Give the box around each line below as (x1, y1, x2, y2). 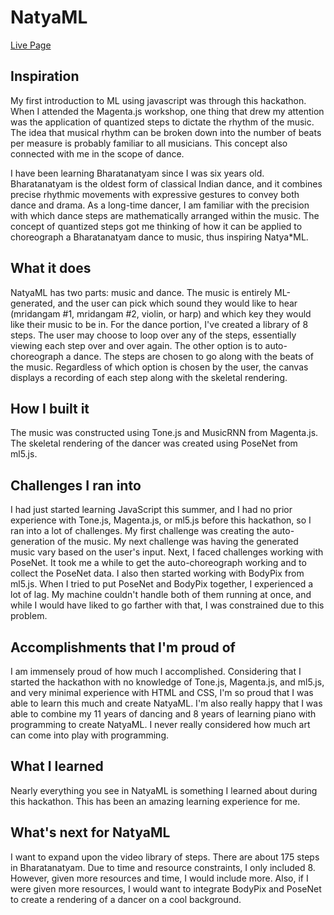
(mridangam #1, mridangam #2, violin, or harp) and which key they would (10, 307, 312, 320)
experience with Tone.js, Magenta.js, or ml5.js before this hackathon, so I (10, 514, 312, 526)
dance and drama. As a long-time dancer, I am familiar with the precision (10, 199, 310, 211)
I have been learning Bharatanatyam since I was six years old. (10, 167, 265, 179)
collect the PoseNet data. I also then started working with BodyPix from (10, 567, 305, 580)
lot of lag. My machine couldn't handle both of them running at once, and (10, 589, 312, 601)
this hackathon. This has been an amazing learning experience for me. (10, 795, 301, 807)
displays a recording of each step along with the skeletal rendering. (10, 371, 288, 383)
